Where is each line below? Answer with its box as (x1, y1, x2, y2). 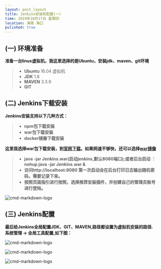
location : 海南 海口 (5, 20, 44, 26)
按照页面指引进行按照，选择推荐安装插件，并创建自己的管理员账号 (24, 179, 156, 185)
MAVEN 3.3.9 (24, 78, 52, 85)
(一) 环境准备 (5, 44, 44, 52)
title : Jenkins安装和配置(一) (5, 12, 61, 16)
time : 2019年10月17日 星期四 (5, 16, 59, 21)
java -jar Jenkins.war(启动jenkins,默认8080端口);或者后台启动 (24, 156, 151, 162)
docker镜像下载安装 (24, 135, 64, 141)
